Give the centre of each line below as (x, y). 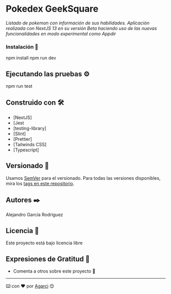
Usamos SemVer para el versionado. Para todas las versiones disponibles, (83, 178)
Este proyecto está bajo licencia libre (44, 243)
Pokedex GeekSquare (52, 9)
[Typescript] (26, 150)
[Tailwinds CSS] (30, 144)
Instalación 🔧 (22, 47)
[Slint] (19, 134)
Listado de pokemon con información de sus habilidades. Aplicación (78, 23)
